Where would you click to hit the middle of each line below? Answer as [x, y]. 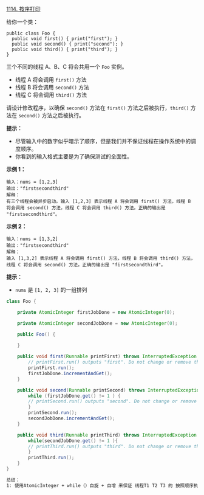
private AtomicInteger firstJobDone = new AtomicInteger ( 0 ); [96, 312]
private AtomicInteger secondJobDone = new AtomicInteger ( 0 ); [97, 323]
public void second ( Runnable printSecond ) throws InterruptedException [110, 390]
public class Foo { [31, 33]
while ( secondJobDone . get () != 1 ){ [73, 441]
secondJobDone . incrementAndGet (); [72, 418]
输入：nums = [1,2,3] [32, 182]
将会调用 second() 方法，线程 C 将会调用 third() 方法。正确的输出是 [86, 208]
